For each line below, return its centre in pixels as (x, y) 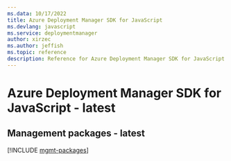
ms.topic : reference (37, 53)
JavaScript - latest (61, 108)
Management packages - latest (76, 134)
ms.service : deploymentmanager (52, 33)
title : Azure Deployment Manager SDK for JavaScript (85, 20)
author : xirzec (29, 40)
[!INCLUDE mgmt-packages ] (48, 150)
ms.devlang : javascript (42, 26)
